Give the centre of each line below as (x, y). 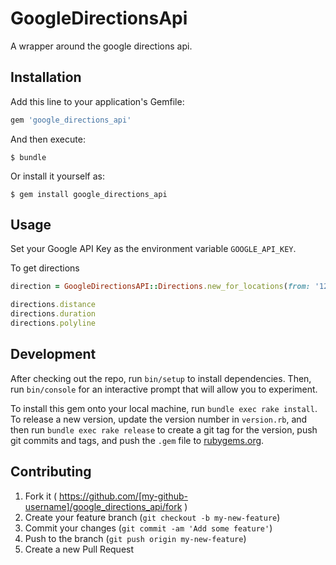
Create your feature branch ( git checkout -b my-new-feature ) (152, 517)
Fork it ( (41, 496)
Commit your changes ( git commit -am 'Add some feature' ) (148, 528)
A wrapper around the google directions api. (101, 46)
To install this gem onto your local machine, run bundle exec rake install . (164, 408)
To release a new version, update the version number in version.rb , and (159, 419)
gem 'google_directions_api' (71, 120)
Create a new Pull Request (79, 549)
